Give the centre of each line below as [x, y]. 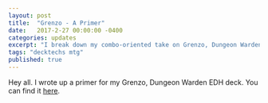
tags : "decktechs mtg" [46, 52]
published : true [35, 60]
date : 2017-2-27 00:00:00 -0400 [66, 30]
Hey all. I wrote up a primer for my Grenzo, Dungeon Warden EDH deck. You [133, 82]
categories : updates [43, 38]
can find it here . [34, 90]
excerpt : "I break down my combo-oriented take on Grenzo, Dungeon [123, 45]
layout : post [30, 15]
